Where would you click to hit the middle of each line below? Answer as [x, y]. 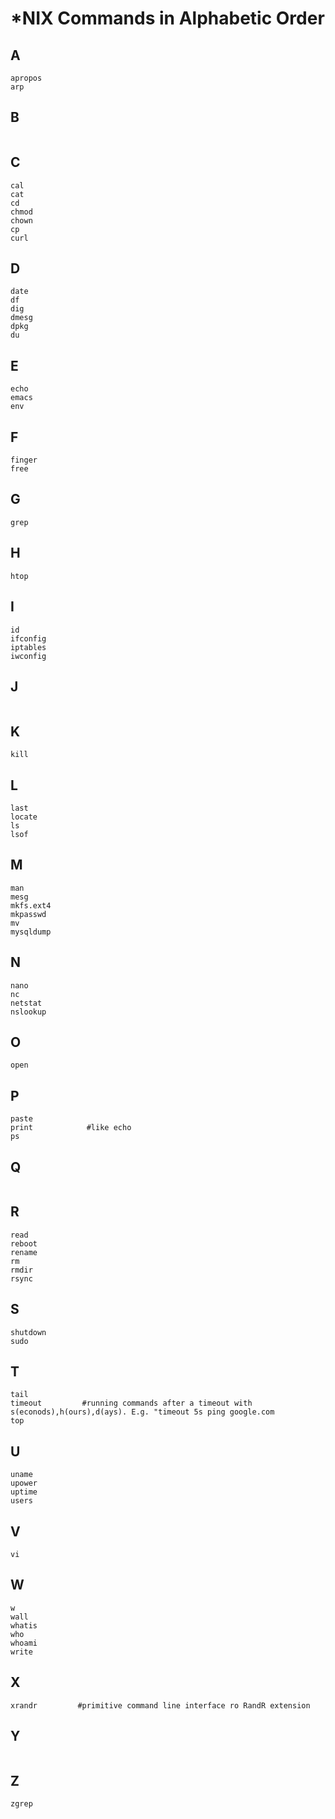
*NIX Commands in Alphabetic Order [167, 18]
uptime [24, 1492]
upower [24, 1483]
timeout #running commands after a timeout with [131, 1403]
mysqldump [31, 932]
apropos [26, 78]
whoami [24, 1643]
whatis [24, 1625]
